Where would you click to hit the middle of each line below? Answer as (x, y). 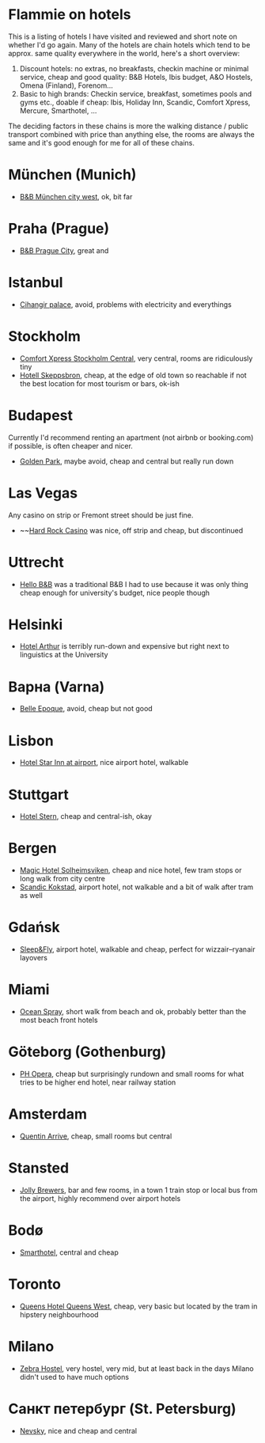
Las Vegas (43, 493)
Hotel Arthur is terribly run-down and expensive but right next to (124, 646)
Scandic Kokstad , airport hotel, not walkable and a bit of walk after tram (136, 887)
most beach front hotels (59, 1020)
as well (31, 896)
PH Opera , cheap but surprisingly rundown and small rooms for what (132, 1074)
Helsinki (36, 625)
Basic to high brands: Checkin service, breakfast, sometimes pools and (136, 93)
